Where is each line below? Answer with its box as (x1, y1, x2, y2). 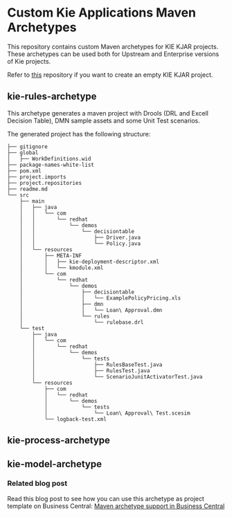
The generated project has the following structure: (7, 129, 151, 138)
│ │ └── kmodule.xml (19, 264, 104, 271)
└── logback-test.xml (44, 415, 107, 423)
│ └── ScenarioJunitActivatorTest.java (32, 373, 203, 380)
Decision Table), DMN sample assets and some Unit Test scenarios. (7, 116, 201, 125)
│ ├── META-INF (19, 252, 82, 259)
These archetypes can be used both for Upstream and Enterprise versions (7, 50, 220, 58)
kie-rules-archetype (7, 91, 97, 102)
